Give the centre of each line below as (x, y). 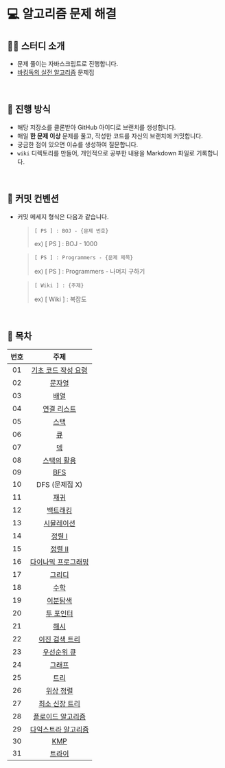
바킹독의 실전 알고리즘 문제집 (56, 72)
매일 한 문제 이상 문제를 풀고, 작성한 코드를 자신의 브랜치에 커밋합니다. (110, 135)
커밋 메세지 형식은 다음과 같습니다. (63, 217)
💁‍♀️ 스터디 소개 (36, 46)
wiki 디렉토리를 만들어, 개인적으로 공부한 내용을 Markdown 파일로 (106, 153)
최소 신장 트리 (60, 704)
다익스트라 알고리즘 (59, 729)
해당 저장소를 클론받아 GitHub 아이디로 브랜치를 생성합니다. (96, 127)
